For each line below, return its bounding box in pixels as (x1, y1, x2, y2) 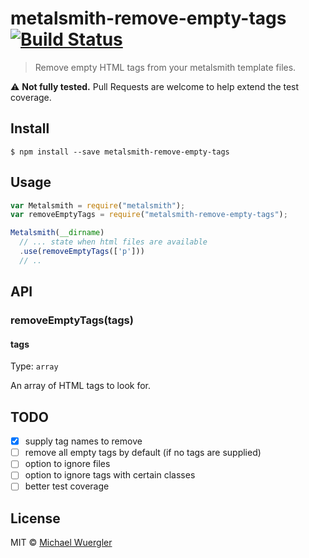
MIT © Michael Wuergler (10, 537, 113, 549)
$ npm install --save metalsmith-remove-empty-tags (10, 147, 230, 157)
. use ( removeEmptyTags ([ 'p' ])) (19, 247, 145, 257)
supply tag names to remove (24, 435, 143, 447)
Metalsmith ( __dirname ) (10, 228, 105, 238)
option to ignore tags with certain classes (24, 469, 196, 481)
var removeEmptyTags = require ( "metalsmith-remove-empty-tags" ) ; (10, 210, 288, 220)
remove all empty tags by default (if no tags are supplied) (24, 447, 262, 459)
